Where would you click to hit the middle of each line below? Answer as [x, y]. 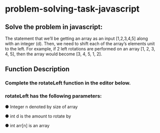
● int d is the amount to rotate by [38, 116]
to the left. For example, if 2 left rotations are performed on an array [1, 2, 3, [80, 49]
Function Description [37, 69]
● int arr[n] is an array [27, 125]
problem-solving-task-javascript [72, 9]
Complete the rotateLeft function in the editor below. [68, 83]
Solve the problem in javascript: [54, 27]
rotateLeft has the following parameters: [53, 96]
